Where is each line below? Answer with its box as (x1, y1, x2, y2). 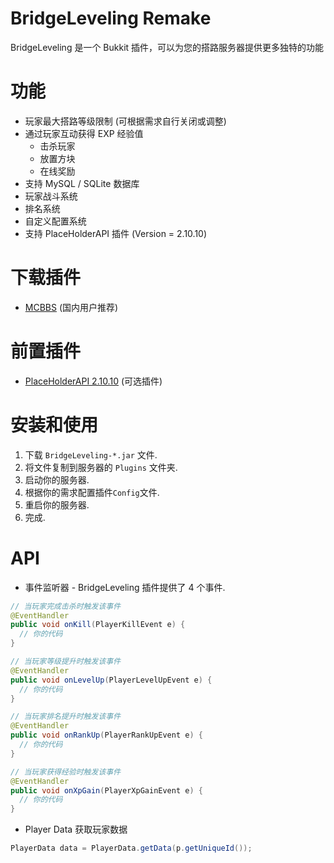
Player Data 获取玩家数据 (24, 823, 128, 836)
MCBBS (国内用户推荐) (24, 301, 119, 313)
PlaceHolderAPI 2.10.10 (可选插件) (24, 375, 163, 387)
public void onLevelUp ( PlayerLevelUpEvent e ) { (10, 675, 213, 685)
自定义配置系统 (24, 215, 87, 227)
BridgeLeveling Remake (10, 7, 212, 30)
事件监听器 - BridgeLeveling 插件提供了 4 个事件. (24, 581, 226, 593)
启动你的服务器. (24, 473, 90, 486)
